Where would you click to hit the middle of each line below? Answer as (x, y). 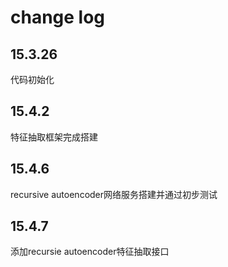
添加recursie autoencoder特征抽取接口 (90, 252)
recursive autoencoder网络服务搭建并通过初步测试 (114, 194)
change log (58, 17)
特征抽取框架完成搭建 (54, 137)
